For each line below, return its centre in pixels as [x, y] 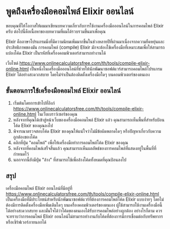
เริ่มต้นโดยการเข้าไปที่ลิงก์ [34, 103]
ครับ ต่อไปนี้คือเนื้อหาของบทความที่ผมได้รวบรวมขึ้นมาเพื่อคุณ [56, 31]
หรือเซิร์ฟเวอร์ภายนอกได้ [26, 222]
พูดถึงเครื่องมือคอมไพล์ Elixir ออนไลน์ [70, 11]
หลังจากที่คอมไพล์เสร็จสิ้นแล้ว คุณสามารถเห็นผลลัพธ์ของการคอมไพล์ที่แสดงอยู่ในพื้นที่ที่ [84, 148]
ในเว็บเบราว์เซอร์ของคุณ [57, 114]
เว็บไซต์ [12, 63]
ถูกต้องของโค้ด [25, 137]
